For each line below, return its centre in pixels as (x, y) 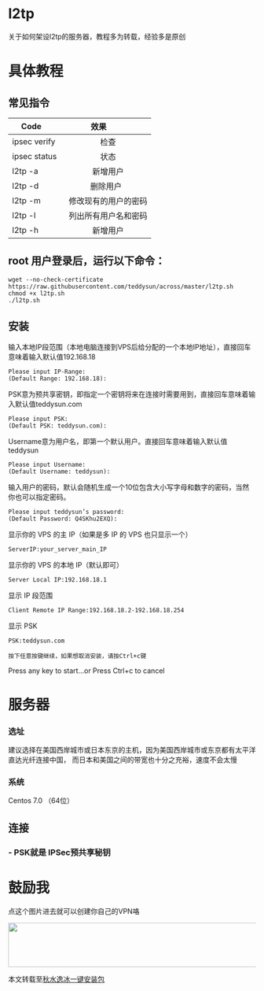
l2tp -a (25, 171)
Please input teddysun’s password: (66, 512)
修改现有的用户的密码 (108, 201)
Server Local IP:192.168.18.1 (58, 579)
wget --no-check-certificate (56, 279)
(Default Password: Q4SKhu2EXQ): (63, 519)
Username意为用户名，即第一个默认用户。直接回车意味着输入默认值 (118, 441)
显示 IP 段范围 (31, 595)
